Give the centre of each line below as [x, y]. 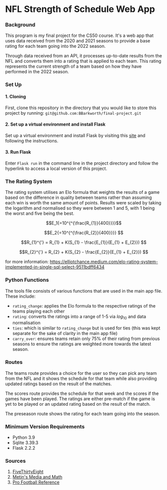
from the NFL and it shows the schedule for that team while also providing [81, 378]
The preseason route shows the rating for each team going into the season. [83, 413]
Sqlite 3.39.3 [25, 443]
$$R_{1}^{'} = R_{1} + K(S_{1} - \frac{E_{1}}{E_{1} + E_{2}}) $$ [84, 242]
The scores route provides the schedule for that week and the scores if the [82, 393]
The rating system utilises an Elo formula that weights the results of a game [83, 192]
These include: [20, 296]
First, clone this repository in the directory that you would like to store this [81, 108]
